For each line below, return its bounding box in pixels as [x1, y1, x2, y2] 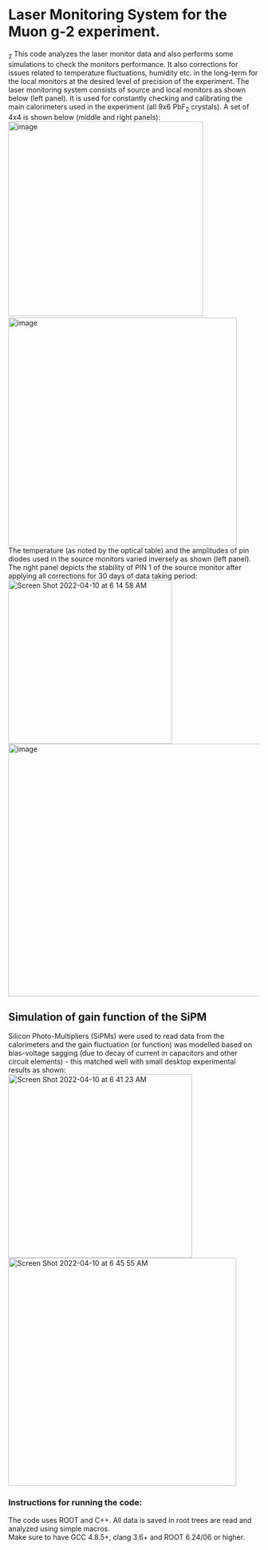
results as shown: [8, 1065, 66, 1075]
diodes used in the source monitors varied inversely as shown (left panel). [8, 553, 251, 564]
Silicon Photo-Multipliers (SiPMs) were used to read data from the [8, 1032, 225, 1041]
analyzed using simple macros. [8, 1524, 110, 1533]
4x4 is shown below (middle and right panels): [8, 112, 161, 121]
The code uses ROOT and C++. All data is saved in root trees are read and [8, 1515, 252, 1524]
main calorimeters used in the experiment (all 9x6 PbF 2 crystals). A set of [8, 101, 250, 113]
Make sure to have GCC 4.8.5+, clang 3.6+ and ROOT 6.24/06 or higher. [8, 1532, 246, 1542]
